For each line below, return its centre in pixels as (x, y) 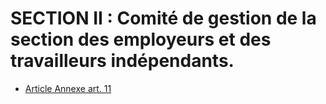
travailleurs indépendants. (122, 61)
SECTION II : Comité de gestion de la (163, 18)
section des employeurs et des (141, 39)
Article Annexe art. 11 (68, 88)
